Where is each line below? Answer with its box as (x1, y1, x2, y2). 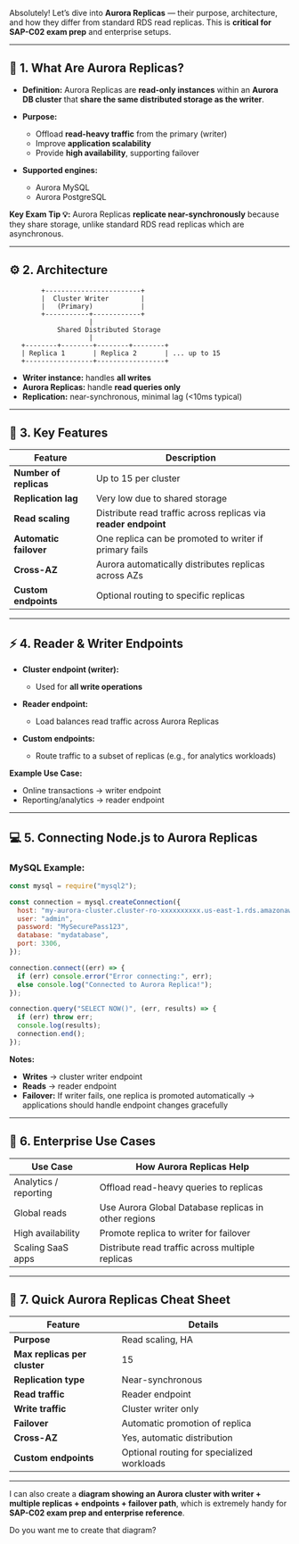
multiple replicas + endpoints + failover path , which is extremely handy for (9, 1498, 287, 1509)
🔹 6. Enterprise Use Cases (9, 1133, 156, 1150)
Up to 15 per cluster (96, 472, 181, 485)
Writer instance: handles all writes (21, 372, 151, 383)
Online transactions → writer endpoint (21, 785, 162, 796)
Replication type (13, 1374, 85, 1386)
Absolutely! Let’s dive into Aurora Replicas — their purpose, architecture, (9, 8, 279, 18)
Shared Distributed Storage (56, 325, 162, 334)
